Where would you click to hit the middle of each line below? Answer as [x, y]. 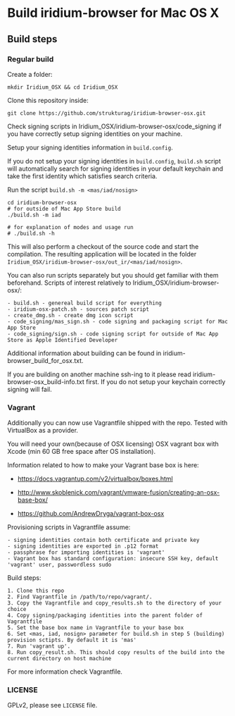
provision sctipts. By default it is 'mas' [72, 640]
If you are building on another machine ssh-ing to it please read [99, 374]
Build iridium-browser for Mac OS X [113, 13]
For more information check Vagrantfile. [65, 672]
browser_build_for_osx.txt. [45, 360]
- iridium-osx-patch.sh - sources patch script [78, 309]
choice [17, 610]
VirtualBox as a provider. [43, 431]
